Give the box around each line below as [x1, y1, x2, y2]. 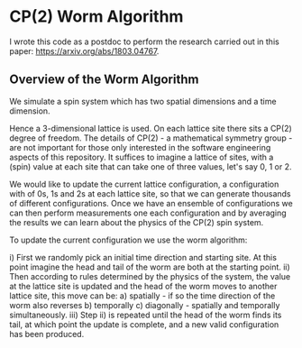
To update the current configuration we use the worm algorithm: [9, 234, 248, 245]
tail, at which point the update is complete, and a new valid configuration [9, 318, 279, 330]
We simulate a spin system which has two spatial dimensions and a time [9, 96, 277, 106]
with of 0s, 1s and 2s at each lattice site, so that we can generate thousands [9, 188, 291, 199]
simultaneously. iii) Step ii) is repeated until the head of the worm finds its [9, 309, 282, 320]
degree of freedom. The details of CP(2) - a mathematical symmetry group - [9, 133, 293, 143]
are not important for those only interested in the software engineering [9, 142, 271, 152]
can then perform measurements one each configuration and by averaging [9, 207, 287, 218]
